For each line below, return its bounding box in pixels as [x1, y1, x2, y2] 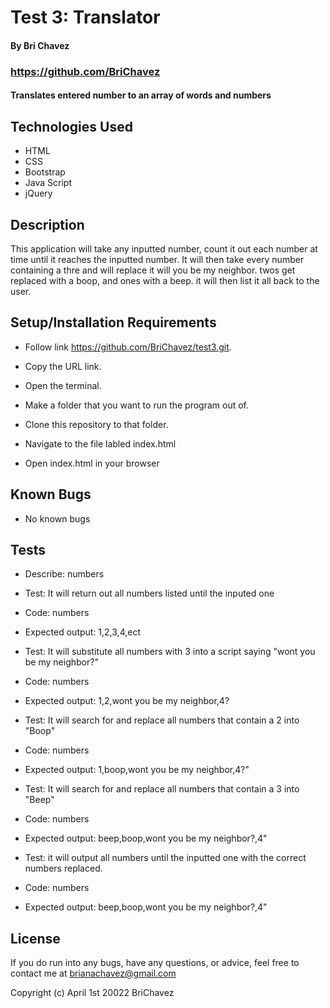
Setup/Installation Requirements [10, 314, 217, 331]
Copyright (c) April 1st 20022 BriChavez [10, 987, 175, 999]
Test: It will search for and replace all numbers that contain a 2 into [24, 714, 300, 726]
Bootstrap [24, 166, 66, 178]
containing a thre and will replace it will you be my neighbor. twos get [10, 264, 296, 276]
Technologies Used [10, 118, 133, 135]
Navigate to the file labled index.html [24, 437, 177, 450]
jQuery [24, 187, 53, 200]
